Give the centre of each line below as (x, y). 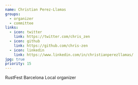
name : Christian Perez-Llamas (36, 9)
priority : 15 (18, 64)
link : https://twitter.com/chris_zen (52, 37)
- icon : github (25, 41)
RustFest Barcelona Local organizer (41, 78)
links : (12, 28)
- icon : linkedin (27, 50)
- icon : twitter (26, 32)
